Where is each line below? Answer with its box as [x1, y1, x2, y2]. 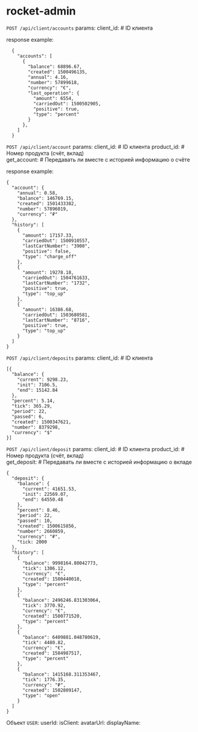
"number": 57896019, [17, 206, 69, 212]
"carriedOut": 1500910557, [22, 237, 91, 243]
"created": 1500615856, [17, 523, 77, 529]
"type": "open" [22, 692, 61, 699]
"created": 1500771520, [22, 613, 83, 619]
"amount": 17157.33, [22, 232, 74, 239]
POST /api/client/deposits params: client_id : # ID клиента [6, 354, 153, 361]
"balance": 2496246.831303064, [22, 597, 101, 603]
